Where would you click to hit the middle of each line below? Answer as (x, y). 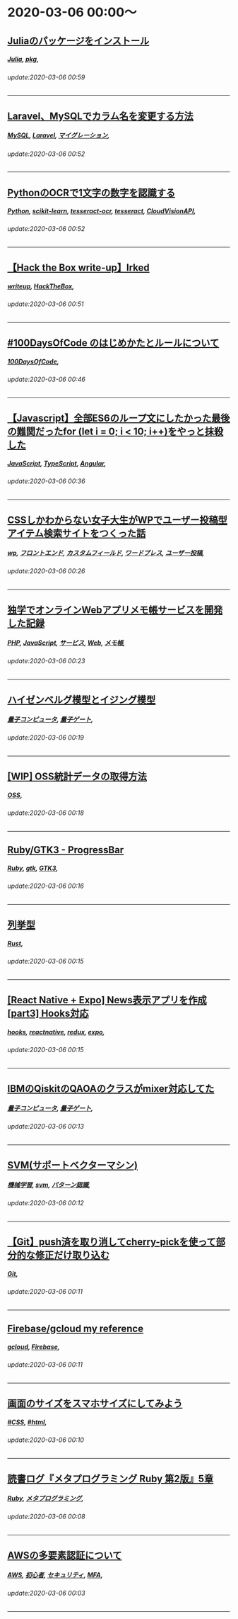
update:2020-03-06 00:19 (46, 738)
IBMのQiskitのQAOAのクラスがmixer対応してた (111, 1089)
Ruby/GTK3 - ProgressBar (66, 850)
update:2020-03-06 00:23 (46, 661)
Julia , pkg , (23, 60)
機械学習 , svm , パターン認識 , (49, 1185)
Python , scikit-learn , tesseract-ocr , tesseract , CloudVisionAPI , (102, 211)
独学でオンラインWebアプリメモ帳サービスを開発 (115, 610)
